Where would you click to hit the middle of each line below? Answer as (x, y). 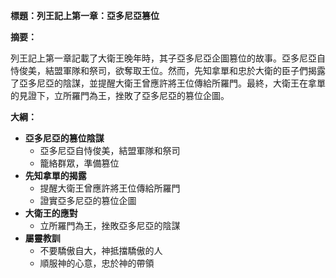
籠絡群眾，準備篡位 (79, 163)
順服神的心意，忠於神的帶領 (97, 263)
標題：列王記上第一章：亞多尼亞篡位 (85, 15)
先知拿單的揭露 (55, 175)
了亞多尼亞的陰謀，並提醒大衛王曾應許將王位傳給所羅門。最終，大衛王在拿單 (168, 83)
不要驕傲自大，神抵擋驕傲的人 (101, 250)
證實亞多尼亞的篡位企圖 (88, 200)
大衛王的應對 (51, 213)
